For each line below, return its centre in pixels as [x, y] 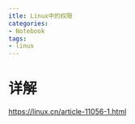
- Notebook [27, 31]
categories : [28, 24]
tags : [17, 38]
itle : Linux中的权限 [40, 16]
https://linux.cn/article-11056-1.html [67, 112]
